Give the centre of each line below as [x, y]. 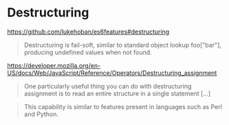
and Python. [41, 114]
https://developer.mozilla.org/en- [54, 65]
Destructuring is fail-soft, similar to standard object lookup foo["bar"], [123, 45]
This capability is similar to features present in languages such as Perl [123, 106]
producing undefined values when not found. [88, 52]
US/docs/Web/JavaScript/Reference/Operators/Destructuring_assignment [112, 73]
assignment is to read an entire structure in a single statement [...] [117, 93]
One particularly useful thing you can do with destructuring [108, 86]
